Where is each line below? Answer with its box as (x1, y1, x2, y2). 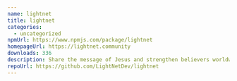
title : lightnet (7, 17, 55, 24)
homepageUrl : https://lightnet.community (7, 43, 131, 50)
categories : (7, 23, 42, 30)
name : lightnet (7, 10, 52, 18)
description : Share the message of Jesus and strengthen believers (7, 56, 210, 63)
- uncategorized (13, 30, 61, 37)
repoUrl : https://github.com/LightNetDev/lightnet (7, 63, 159, 70)
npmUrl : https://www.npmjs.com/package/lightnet (7, 37, 153, 44)
